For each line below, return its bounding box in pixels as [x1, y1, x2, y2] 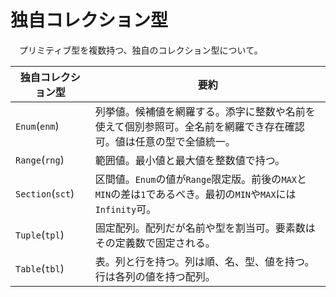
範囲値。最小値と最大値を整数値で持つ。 [94, 153, 286, 167]
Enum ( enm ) [15, 119, 60, 133]
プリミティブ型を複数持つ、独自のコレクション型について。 [18, 44, 263, 56]
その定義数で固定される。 [94, 236, 216, 250]
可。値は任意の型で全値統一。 [94, 134, 236, 148]
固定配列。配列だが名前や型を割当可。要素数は [94, 221, 316, 235]
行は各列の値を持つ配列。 [94, 269, 216, 283]
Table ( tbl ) [15, 261, 65, 275]
